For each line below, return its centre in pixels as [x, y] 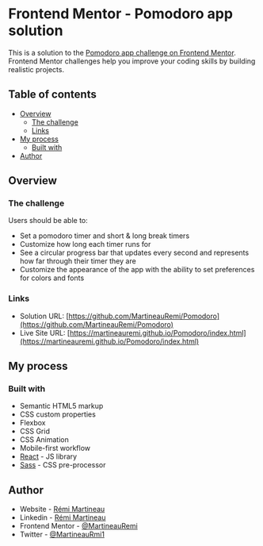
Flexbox [32, 423]
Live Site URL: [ [45, 333]
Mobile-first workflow [55, 448]
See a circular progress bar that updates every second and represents [134, 253]
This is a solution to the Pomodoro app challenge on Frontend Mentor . [122, 52]
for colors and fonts [52, 278]
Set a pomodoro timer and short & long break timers [105, 236]
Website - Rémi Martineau [62, 509]
